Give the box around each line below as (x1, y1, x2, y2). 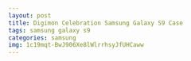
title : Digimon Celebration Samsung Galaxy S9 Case (8, 19, 183, 27)
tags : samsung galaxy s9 (8, 26, 91, 34)
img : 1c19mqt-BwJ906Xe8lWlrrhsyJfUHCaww (8, 41, 145, 49)
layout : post (8, 11, 52, 20)
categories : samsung (8, 33, 77, 42)
